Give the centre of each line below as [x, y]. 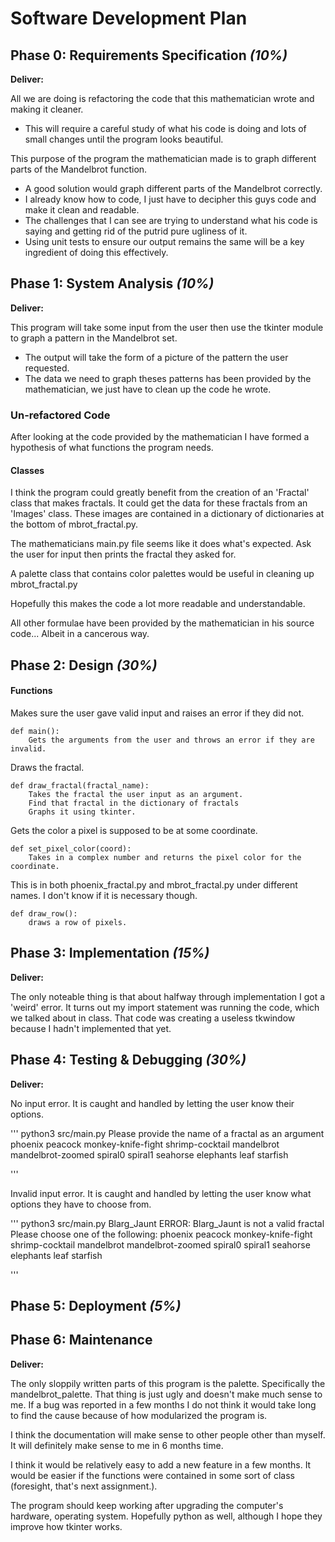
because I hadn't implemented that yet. [91, 1028]
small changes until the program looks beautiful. [124, 139]
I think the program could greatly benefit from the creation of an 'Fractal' [160, 493]
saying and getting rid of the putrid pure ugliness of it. [136, 231]
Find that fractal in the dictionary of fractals [134, 803]
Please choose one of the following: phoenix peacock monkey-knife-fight [161, 1234]
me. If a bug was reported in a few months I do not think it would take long [163, 1404]
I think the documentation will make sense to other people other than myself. [168, 1434]
